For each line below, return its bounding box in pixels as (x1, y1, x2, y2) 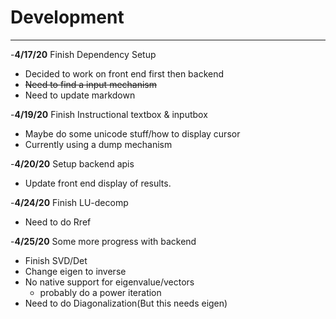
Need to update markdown (24, 89, 136, 101)
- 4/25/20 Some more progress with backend (10, 235, 197, 247)
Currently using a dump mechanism (24, 138, 173, 150)
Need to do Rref (24, 216, 92, 228)
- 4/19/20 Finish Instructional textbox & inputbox (10, 108, 208, 120)
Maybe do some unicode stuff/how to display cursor (24, 127, 241, 140)
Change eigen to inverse (24, 265, 127, 277)
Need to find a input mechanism (24, 78, 158, 90)
